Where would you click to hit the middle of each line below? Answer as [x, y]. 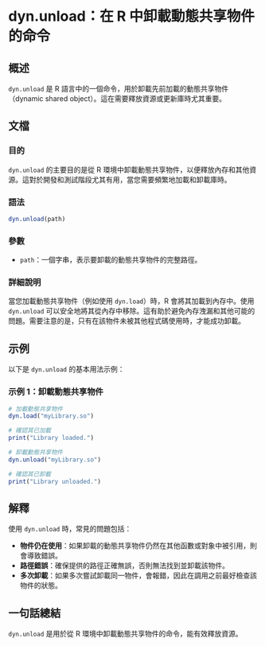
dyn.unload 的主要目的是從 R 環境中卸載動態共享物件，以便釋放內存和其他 [129, 169]
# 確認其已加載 [30, 430]
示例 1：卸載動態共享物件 [56, 392]
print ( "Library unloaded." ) [55, 481]
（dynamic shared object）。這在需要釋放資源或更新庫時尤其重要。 [117, 99]
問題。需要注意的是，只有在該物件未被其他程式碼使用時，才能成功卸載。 [127, 321]
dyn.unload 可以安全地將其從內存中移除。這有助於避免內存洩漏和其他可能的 [132, 311]
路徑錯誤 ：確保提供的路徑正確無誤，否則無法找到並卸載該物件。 [124, 566]
